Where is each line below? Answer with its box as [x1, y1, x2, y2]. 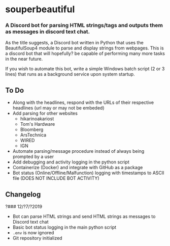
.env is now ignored [12, 230, 54, 236]
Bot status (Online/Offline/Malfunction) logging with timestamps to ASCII [12, 170, 164, 176]
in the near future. [5, 56, 43, 62]
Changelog [5, 190, 41, 199]
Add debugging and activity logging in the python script [12, 159, 129, 165]
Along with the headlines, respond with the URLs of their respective [12, 99, 154, 105]
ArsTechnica [20, 132, 47, 138]
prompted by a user [12, 154, 54, 160]
